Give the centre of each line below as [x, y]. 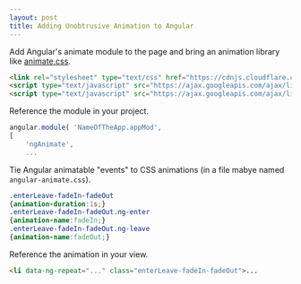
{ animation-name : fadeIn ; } [57, 220]
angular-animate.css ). [50, 179]
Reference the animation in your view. [79, 254]
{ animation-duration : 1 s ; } [57, 204]
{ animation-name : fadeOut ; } [60, 237]
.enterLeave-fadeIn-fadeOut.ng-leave [80, 229]
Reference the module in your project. [79, 111]
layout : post [34, 17]
